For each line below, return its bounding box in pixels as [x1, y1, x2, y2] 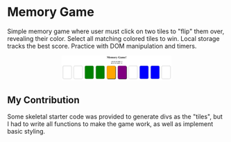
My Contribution [7, 94, 80, 106]
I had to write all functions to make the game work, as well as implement [7, 120, 214, 128]
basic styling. [7, 127, 46, 136]
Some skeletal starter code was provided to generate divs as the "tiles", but [7, 112, 223, 121]
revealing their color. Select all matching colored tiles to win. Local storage [7, 34, 220, 42]
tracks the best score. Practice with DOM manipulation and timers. [7, 42, 197, 50]
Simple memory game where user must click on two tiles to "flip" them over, [7, 27, 225, 35]
